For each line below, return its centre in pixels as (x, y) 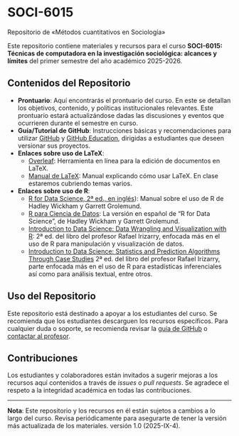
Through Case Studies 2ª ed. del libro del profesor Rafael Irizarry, (124, 258)
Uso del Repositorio (52, 296)
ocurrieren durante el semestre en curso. (78, 123)
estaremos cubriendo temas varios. (80, 183)
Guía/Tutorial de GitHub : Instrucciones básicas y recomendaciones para (124, 130)
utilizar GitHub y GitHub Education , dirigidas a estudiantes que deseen (121, 138)
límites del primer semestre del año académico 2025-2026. (95, 60)
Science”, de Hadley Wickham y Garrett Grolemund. (104, 221)
